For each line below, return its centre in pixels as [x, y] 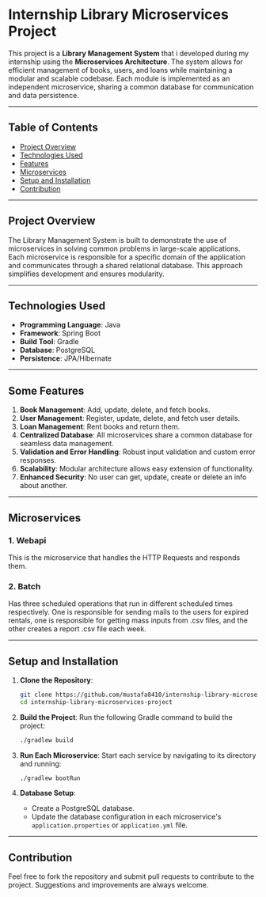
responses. [38, 460]
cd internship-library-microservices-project [96, 702]
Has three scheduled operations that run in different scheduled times [121, 604]
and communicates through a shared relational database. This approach [125, 265]
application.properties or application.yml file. [110, 825]
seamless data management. [67, 444]
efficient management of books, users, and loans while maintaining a [120, 70]
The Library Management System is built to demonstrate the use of [118, 240]
